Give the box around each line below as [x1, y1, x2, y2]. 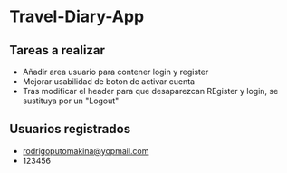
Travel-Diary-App [9, 6, 145, 27]
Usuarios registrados [9, 121, 131, 137]
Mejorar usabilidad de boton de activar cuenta [22, 76, 196, 87]
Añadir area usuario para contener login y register [22, 66, 209, 77]
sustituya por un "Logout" [22, 95, 120, 106]
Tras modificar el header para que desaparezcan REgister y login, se [22, 86, 279, 96]
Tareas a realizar [9, 43, 106, 58]
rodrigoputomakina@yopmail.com [22, 145, 149, 156]
